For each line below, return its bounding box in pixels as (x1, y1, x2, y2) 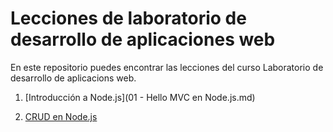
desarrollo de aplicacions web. (10, 72, 137, 84)
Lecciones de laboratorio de (10, 7, 247, 30)
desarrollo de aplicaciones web (10, 28, 276, 51)
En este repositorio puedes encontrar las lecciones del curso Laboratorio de (10, 61, 324, 73)
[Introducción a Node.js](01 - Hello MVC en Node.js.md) (24, 91, 256, 103)
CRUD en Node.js (24, 110, 98, 122)
